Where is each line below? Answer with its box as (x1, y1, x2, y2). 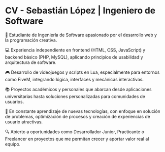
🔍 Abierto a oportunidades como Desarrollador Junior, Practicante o (5, 129, 144, 135)
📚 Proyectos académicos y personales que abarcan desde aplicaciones (5, 86, 152, 92)
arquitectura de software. (5, 59, 57, 65)
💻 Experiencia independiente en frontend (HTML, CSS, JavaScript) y (5, 47, 145, 53)
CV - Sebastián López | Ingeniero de (5, 5, 156, 16)
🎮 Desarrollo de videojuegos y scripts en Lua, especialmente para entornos (5, 69, 160, 75)
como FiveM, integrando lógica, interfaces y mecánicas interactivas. (5, 76, 144, 82)
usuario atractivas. (5, 119, 43, 125)
